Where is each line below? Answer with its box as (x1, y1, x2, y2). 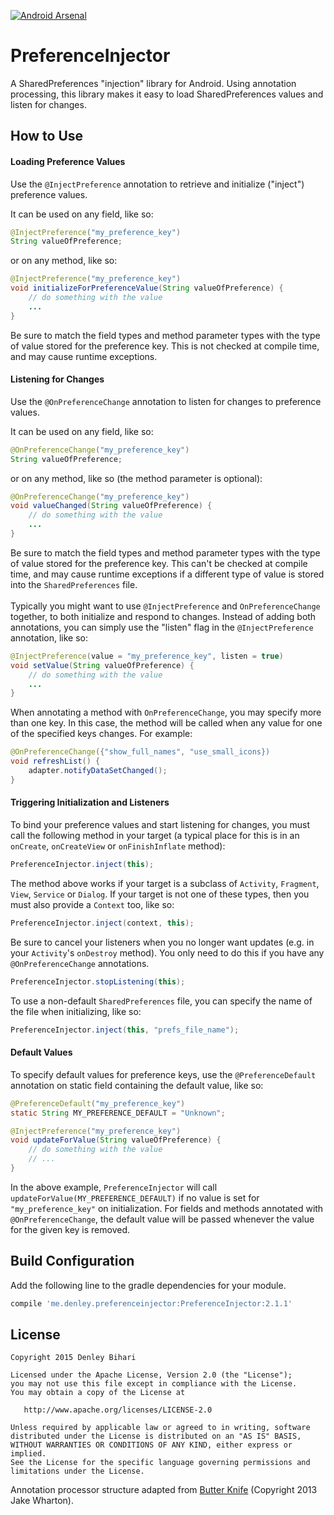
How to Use (10, 128, 84, 145)
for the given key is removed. (10, 1223, 131, 1235)
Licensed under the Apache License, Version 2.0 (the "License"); (10, 1370, 293, 1380)
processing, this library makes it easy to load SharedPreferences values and (10, 88, 324, 100)
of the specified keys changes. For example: (10, 728, 193, 740)
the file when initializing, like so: (10, 1005, 142, 1017)
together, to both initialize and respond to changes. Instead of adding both (10, 610, 317, 622)
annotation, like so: (10, 631, 88, 644)
